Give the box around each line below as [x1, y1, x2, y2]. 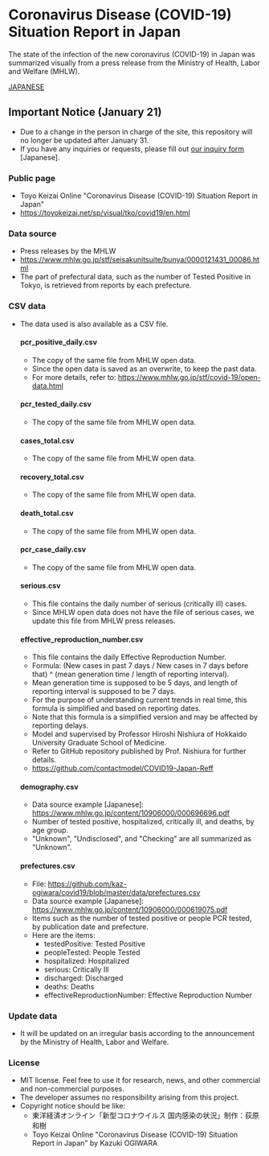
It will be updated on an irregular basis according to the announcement [19, 1028, 255, 1038]
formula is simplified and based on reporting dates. [31, 704, 202, 713]
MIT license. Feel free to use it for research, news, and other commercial [19, 1075, 261, 1085]
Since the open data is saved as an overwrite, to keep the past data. [31, 364, 257, 374]
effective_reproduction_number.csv [19, 634, 144, 644]
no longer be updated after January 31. [19, 135, 149, 145]
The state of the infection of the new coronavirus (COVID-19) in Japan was [8, 49, 255, 59]
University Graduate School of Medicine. [31, 738, 167, 748]
